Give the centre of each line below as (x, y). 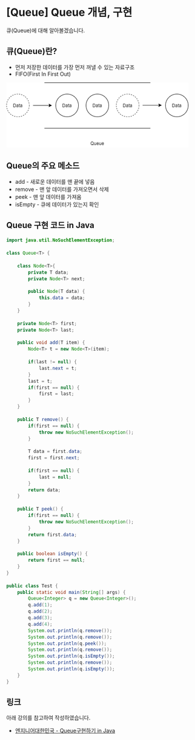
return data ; (45, 490)
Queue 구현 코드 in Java (51, 225)
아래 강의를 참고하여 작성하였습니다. (48, 718)
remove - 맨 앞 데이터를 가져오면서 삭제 (62, 189)
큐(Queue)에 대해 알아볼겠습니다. (46, 30)
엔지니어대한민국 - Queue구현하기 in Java (65, 731)
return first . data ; (53, 534)
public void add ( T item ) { (51, 343)
